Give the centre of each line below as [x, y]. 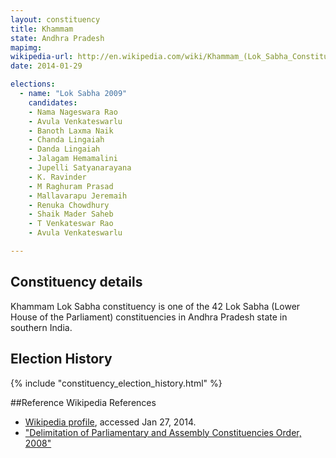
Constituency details [76, 282]
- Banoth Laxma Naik [71, 131]
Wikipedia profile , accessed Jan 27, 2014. [110, 422]
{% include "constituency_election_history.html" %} [116, 383]
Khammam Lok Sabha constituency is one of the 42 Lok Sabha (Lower [155, 306]
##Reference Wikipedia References [83, 402]
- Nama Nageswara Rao [73, 112]
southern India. [41, 327]
